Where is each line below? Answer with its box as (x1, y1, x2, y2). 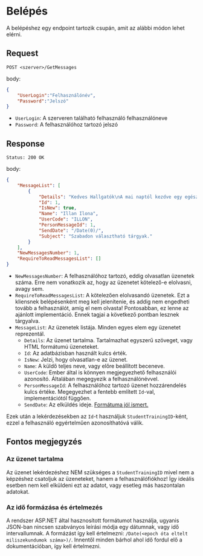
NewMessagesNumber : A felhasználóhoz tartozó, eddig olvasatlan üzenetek (14, 273, 195, 280)
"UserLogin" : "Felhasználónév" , (17, 92, 96, 98)
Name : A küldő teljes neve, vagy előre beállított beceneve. (24, 362, 165, 370)
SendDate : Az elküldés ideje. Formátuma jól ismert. (24, 401, 149, 408)
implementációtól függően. (24, 395, 92, 402)
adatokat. (6, 488, 30, 495)
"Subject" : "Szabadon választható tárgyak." (38, 233, 153, 239)
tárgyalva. (14, 317, 40, 325)
